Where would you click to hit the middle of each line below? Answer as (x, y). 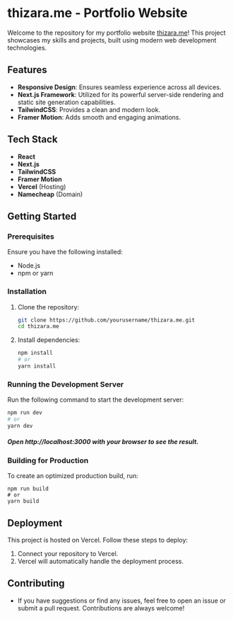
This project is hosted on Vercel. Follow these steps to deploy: (98, 540)
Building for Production (48, 460)
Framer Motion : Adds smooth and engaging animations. (99, 117)
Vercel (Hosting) (42, 186)
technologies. (27, 47)
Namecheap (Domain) (50, 194)
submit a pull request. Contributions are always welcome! (101, 608)
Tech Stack (32, 140)
